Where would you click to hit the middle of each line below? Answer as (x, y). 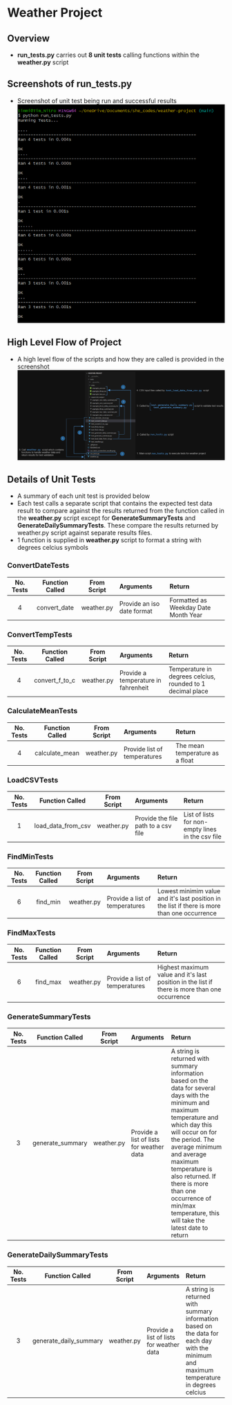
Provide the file (156, 818)
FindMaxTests (31, 933)
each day (199, 1341)
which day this (192, 1125)
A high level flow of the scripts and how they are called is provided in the (120, 359)
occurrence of (191, 1198)
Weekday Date (190, 607)
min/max (183, 1206)
